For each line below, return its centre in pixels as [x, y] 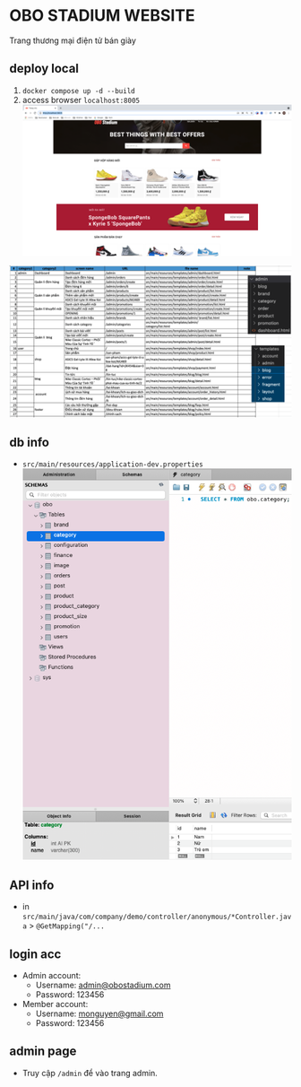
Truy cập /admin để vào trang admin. [90, 1073]
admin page [43, 1052]
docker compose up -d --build [79, 91]
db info [29, 442]
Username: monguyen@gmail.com [99, 1013]
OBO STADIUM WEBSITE [102, 16]
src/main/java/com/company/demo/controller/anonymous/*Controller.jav [157, 917]
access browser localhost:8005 [81, 100]
